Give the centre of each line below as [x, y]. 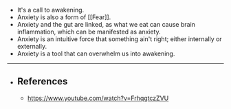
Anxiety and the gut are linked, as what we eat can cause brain [106, 24]
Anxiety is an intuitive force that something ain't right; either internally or [119, 39]
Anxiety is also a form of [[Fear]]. [64, 17]
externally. [32, 46]
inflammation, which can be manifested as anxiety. [89, 32]
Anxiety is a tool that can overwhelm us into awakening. [96, 53]
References [42, 82]
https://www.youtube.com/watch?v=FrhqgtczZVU [98, 98]
